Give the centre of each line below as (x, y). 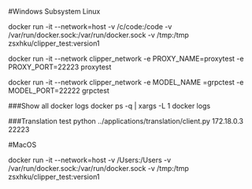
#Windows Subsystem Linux (54, 11)
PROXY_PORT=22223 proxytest (60, 67)
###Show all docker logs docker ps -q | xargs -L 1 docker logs (109, 106)
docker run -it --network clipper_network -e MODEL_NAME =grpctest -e (126, 82)
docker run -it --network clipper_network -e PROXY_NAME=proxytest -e (126, 59)
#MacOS (22, 145)
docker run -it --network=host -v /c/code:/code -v (90, 26)
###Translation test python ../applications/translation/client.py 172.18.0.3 (126, 121)
